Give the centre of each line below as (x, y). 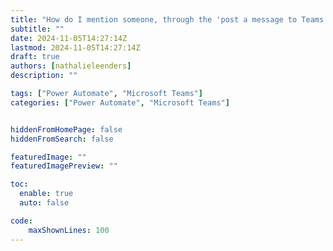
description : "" (44, 76)
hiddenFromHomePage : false (66, 129)
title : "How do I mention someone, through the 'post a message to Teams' (169, 19)
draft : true (35, 57)
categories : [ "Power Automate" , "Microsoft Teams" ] (120, 102)
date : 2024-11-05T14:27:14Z (69, 38)
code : (21, 221)
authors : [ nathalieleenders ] (71, 66)
